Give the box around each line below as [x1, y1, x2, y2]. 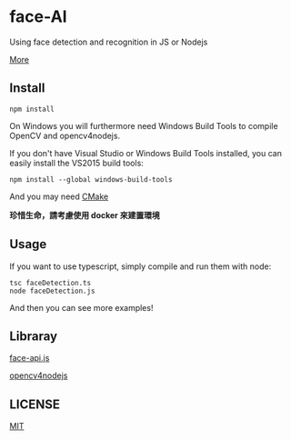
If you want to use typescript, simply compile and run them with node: [9, 261, 272, 272]
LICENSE [9, 396, 61, 412]
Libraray [9, 328, 57, 344]
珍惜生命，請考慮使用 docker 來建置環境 [9, 209, 161, 220]
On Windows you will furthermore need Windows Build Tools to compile [9, 120, 279, 131]
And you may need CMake [9, 191, 109, 202]
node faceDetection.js [9, 286, 95, 295]
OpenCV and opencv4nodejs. [9, 130, 121, 141]
